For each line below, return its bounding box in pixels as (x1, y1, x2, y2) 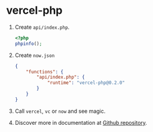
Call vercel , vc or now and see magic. (14, 107, 106, 115)
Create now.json (14, 52, 55, 59)
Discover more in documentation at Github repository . (14, 119, 148, 126)
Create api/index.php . (14, 23, 70, 31)
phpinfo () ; (14, 40, 42, 47)
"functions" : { (26, 68, 64, 75)
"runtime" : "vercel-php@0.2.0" (47, 80, 126, 86)
